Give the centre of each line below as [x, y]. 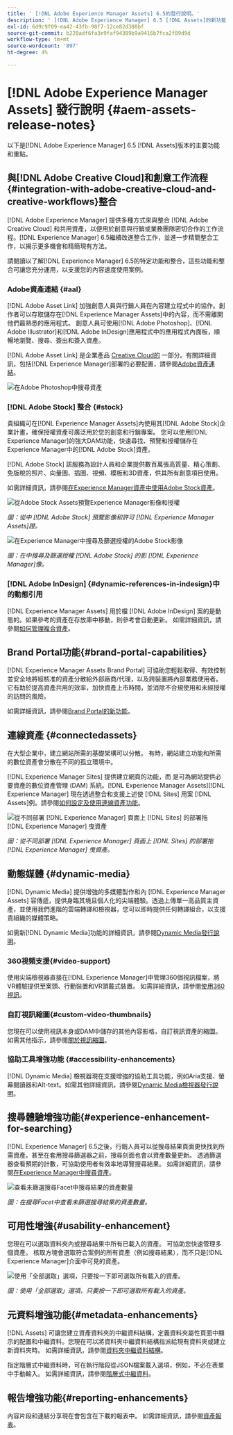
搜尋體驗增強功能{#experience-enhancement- [109, 1118]
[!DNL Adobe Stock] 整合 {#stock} [65, 407]
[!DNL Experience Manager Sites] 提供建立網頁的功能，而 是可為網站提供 [111, 777]
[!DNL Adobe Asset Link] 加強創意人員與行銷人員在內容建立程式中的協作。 [113, 305]
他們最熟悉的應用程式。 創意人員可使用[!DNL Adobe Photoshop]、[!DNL [110, 323]
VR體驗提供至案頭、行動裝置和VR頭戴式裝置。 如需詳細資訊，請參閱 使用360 [116, 986]
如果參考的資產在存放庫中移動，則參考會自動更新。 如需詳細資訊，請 [123, 619]
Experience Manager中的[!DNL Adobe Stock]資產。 [81, 450]
